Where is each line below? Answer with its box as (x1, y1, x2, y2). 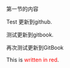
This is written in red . (6, 56, 59, 63)
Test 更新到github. (6, 18, 52, 25)
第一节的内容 (6, 5, 38, 12)
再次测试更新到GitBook (6, 44, 64, 51)
